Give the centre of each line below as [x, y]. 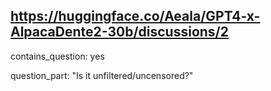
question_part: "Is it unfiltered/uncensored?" [102, 75]
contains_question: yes [57, 56]
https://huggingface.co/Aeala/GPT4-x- [135, 16]
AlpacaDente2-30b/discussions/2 [119, 32]
